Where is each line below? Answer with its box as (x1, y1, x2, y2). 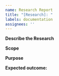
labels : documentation (5, 17, 53, 22)
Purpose (5, 55, 24, 61)
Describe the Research (5, 35, 54, 42)
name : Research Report (5, 7, 53, 13)
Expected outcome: (5, 65, 47, 71)
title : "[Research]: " (5, 12, 53, 17)
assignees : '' (5, 21, 35, 27)
